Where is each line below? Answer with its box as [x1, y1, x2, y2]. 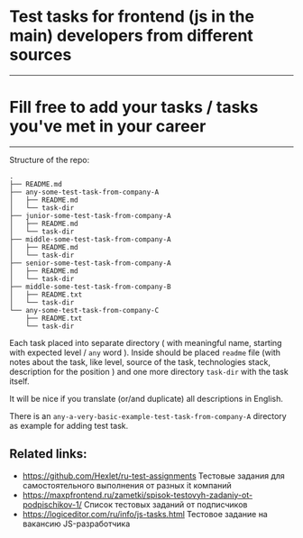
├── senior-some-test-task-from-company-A [9, 259, 171, 268]
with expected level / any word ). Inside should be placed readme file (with [9, 347, 281, 358]
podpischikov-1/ [22, 498, 83, 510]
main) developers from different [9, 25, 254, 46]
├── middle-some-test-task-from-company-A [9, 234, 171, 244]
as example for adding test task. [9, 420, 129, 431]
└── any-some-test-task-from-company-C [9, 305, 160, 315]
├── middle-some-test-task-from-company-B [9, 282, 171, 291]
